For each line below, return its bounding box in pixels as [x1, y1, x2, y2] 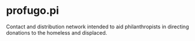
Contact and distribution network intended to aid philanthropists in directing [6, 23, 189, 30]
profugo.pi [6, 4, 59, 17]
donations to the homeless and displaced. [6, 29, 107, 36]
